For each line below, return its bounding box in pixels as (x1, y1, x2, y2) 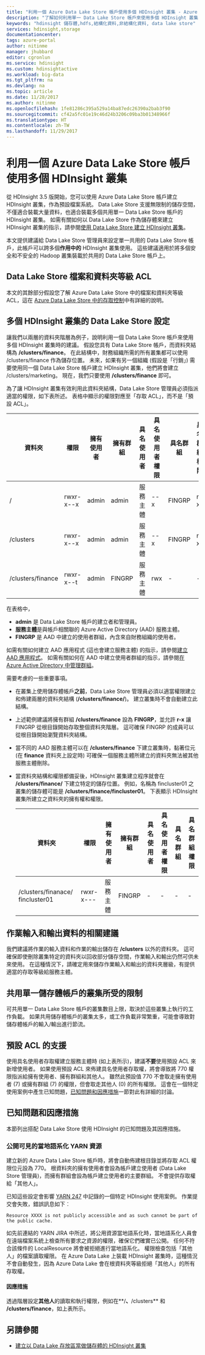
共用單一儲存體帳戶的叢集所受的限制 (6, 988, 143, 998)
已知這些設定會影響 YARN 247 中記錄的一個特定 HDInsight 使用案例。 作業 (6, 1192, 193, 1200)
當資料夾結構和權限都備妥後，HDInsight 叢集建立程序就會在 (15, 772, 165, 780)
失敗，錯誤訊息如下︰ (16, 1200, 71, 1208)
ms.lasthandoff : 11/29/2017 (6, 128, 78, 134)
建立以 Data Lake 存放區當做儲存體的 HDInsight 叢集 (15, 1342, 146, 1350)
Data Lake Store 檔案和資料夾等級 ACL (6, 271, 152, 282)
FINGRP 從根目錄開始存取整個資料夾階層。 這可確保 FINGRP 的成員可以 (15, 723, 194, 731)
